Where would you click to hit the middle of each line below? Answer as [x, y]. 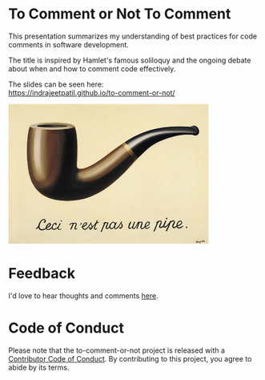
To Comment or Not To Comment [120, 14]
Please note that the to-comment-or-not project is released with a [117, 350]
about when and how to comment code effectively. [92, 68]
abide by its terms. [39, 367]
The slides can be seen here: [56, 84]
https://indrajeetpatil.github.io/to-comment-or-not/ [92, 92]
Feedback [42, 274]
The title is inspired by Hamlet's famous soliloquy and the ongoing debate [130, 60]
